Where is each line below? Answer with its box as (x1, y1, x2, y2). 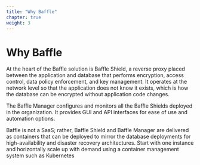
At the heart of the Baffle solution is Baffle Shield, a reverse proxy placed (6, 65, 185, 72)
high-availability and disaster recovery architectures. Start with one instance (6, 139, 194, 146)
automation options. (6, 115, 56, 123)
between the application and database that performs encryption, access (6, 72, 184, 79)
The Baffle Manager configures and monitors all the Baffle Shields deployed (6, 102, 193, 109)
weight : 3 (6, 20, 31, 26)
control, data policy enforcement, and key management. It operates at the (6, 78, 187, 85)
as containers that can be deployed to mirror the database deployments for (6, 133, 191, 140)
